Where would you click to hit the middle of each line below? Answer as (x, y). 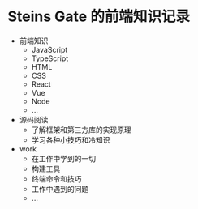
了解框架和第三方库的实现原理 (81, 130)
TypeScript (50, 58)
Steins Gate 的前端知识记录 (99, 17)
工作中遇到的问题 (60, 189)
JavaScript (49, 49)
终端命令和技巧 (56, 178)
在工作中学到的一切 (64, 158)
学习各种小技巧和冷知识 (71, 139)
